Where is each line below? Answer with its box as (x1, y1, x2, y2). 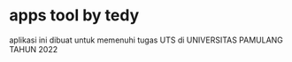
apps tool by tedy (9, 5, 140, 26)
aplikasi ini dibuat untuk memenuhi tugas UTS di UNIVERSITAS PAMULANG (9, 35, 283, 45)
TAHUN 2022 (9, 43, 58, 54)
